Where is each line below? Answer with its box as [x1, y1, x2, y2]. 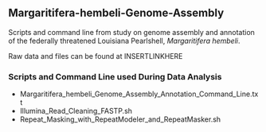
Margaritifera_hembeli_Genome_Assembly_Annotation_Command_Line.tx [19, 89, 259, 99]
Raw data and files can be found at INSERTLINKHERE [8, 51, 183, 60]
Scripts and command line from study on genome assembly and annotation [8, 27, 255, 37]
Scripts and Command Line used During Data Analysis [8, 71, 222, 82]
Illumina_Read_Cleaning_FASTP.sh [19, 107, 133, 116]
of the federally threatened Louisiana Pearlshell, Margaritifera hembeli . [8, 36, 241, 45]
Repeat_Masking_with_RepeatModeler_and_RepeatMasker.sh [19, 115, 221, 124]
